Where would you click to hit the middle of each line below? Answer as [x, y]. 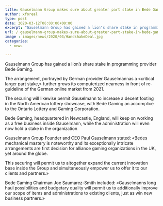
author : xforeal [21, 14]
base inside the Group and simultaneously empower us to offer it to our [76, 168]
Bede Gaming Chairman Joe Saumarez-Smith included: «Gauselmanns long [81, 183]
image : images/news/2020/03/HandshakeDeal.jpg [54, 37]
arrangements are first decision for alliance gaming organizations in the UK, [81, 148]
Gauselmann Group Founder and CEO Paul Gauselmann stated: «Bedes [76, 138]
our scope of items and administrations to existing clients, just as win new [79, 193]
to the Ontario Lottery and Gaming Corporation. [52, 109]
